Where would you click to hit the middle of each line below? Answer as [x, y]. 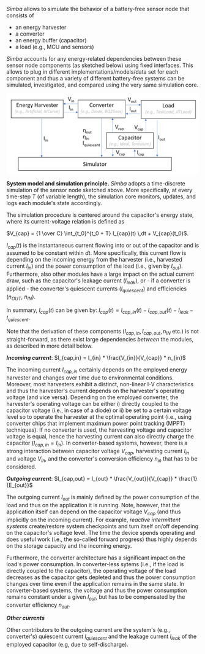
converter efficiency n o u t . [38, 605]
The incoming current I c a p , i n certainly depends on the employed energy [97, 370]
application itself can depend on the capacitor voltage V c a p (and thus [94, 512]
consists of [20, 15]
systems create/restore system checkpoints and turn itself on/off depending [102, 526]
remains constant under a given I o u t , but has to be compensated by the [96, 597]
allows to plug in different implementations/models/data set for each [92, 72]
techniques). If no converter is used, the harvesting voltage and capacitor [99, 430]
